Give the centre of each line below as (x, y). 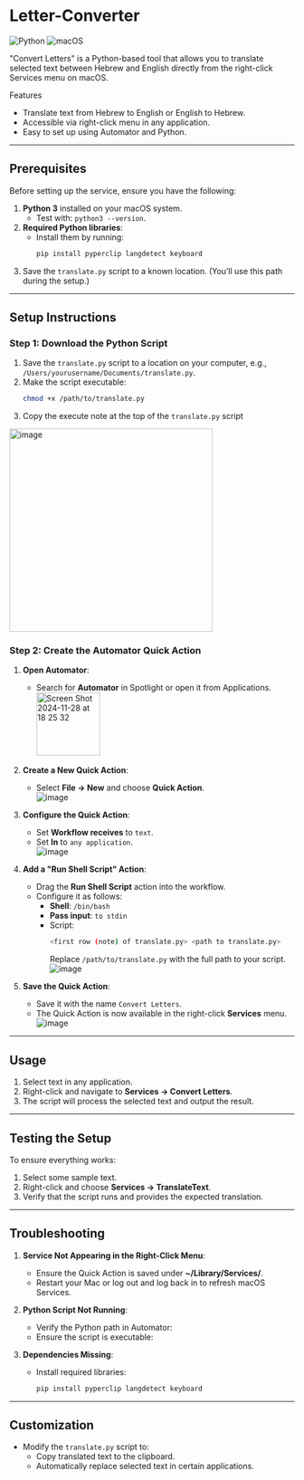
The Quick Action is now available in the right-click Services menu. (161, 1014)
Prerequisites (48, 169)
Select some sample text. (70, 1177)
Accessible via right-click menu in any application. (116, 122)
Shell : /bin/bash (80, 906)
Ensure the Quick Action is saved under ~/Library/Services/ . (150, 1273)
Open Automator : (56, 670)
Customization (52, 1425)
